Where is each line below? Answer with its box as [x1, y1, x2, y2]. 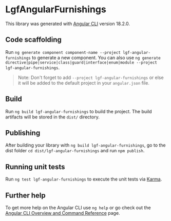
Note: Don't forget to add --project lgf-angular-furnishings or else [17, 74, 164, 81]
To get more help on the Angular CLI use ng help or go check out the [5, 205, 151, 211]
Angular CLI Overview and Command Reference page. [5, 210, 120, 216]
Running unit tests [5, 163, 65, 171]
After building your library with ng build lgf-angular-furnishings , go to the [5, 142, 166, 148]
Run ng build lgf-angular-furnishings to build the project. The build [5, 108, 153, 114]
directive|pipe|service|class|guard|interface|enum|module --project [5, 60, 158, 65]
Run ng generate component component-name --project [5, 49, 121, 55]
